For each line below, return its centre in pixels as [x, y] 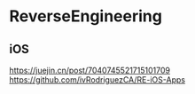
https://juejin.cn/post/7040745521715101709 [90, 70]
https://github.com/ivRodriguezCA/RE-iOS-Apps [97, 80]
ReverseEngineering [86, 16]
